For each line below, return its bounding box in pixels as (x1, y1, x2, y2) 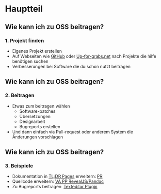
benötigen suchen (12, 58, 48, 64)
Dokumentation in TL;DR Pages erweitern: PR (12, 173, 103, 179)
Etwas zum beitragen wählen (12, 103, 70, 109)
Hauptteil (5, 3, 43, 15)
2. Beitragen (5, 92, 35, 99)
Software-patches (19, 108, 56, 114)
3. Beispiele (5, 162, 33, 169)
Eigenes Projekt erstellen (12, 48, 62, 54)
